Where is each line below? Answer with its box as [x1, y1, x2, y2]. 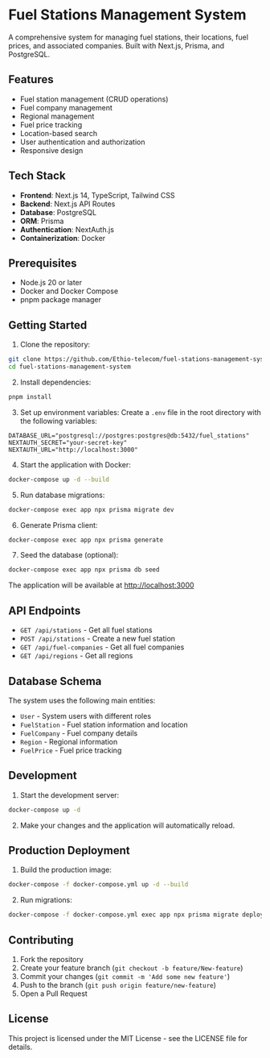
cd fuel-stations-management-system [8, 363, 131, 371]
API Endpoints [8, 604, 81, 617]
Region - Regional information [19, 736, 118, 746]
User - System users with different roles [19, 711, 151, 720]
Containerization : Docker [19, 233, 106, 243]
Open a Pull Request [19, 989, 88, 998]
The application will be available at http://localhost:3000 [8, 580, 194, 590]
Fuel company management [19, 102, 112, 112]
